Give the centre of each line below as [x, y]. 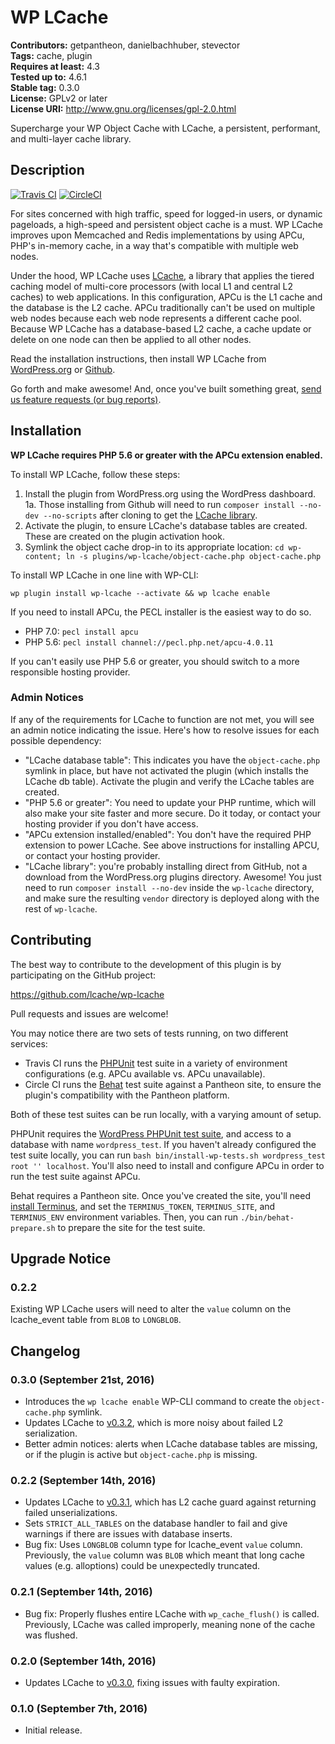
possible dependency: [56, 740]
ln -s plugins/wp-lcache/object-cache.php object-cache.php [193, 556]
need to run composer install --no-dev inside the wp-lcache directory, [169, 887]
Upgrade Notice [61, 1259]
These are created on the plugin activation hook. [124, 536]
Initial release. [53, 1730]
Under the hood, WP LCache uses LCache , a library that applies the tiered [162, 275]
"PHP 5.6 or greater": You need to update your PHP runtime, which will [170, 802]
